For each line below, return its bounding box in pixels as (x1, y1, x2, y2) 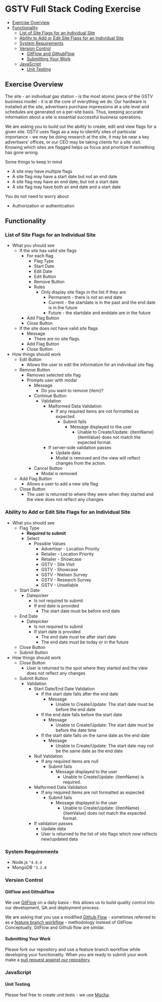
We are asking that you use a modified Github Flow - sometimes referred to (5, 914, 156, 920)
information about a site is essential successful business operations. (5, 114, 142, 120)
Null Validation (34, 753, 63, 759)
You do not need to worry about (5, 193, 69, 199)
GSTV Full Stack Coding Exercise (5, 3, 141, 15)
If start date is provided (34, 628, 81, 635)
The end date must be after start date (41, 634, 116, 640)
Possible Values (34, 541, 66, 546)
